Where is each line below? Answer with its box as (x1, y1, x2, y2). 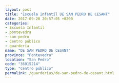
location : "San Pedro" (5, 57, 51, 62)
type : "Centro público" (5, 66, 54, 71)
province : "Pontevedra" (5, 52, 54, 58)
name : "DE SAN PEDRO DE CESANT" (5, 48, 71, 53)
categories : (5, 21, 29, 26)
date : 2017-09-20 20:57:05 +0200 (5, 16, 73, 21)
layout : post (5, 7, 32, 12)
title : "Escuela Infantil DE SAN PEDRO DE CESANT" (5, 12, 110, 17)
